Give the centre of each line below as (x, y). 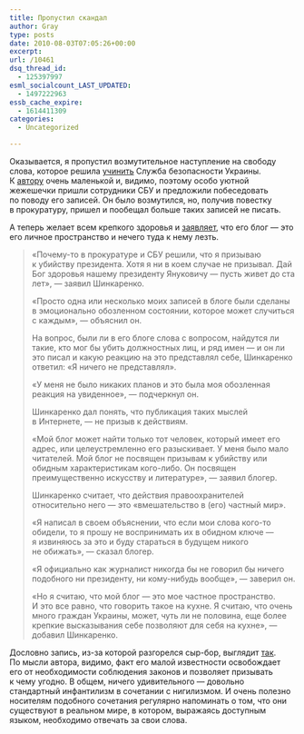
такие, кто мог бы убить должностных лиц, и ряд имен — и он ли (158, 347)
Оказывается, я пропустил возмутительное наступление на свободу (143, 161)
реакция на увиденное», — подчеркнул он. (115, 394)
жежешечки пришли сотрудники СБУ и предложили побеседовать (139, 190)
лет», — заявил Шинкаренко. (88, 283)
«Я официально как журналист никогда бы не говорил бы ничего (158, 569)
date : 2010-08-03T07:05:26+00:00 (73, 43)
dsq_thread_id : (38, 69)
